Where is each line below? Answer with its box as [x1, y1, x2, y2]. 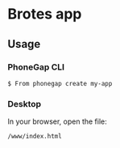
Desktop [7, 98, 42, 109]
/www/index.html [7, 133, 62, 141]
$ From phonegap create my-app [7, 79, 113, 87]
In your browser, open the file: [7, 116, 108, 126]
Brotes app [7, 5, 82, 23]
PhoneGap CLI [7, 61, 65, 73]
